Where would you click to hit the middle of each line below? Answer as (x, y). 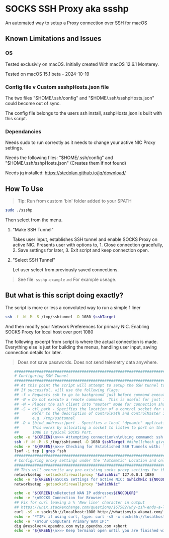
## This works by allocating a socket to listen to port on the (89, 428)
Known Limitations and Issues (53, 39)
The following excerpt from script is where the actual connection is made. (82, 341)
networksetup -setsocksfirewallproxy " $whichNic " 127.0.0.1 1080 (84, 475)
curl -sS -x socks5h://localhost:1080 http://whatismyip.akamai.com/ (89, 512)
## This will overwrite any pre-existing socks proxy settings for (86, 470)
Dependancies (23, 131)
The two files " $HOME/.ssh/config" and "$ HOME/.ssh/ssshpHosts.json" (80, 98)
